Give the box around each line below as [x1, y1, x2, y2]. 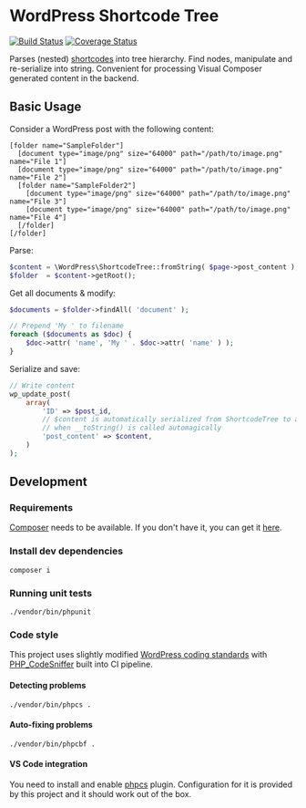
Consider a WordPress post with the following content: [9, 123, 214, 134]
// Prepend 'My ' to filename [9, 321, 125, 331]
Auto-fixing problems [9, 720, 93, 730]
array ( [25, 398, 51, 407]
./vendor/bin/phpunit [9, 607, 92, 616]
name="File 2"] [9, 172, 67, 182]
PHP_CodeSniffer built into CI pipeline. [9, 658, 153, 670]
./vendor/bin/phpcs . [9, 699, 92, 710]
